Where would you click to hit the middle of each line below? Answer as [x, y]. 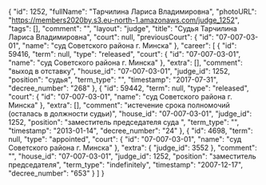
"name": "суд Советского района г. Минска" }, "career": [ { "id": [129, 46]
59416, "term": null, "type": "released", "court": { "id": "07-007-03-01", [125, 54]
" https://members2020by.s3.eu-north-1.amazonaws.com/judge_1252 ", [124, 20]
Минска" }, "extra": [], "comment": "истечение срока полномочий [119, 105]
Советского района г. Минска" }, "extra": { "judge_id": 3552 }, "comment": [133, 148]
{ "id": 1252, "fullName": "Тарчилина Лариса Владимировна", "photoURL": [133, 12]
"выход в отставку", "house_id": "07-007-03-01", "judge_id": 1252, [119, 71]
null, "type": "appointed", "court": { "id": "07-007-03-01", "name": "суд [125, 139]
